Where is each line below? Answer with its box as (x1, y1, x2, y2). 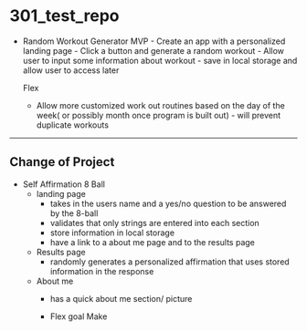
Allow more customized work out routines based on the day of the (36, 99, 285, 110)
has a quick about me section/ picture (49, 293, 193, 304)
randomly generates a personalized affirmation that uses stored (49, 256, 290, 267)
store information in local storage (49, 227, 175, 238)
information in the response (49, 265, 154, 276)
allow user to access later (22, 65, 120, 76)
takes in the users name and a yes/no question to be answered (49, 198, 287, 209)
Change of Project (9, 154, 115, 170)
